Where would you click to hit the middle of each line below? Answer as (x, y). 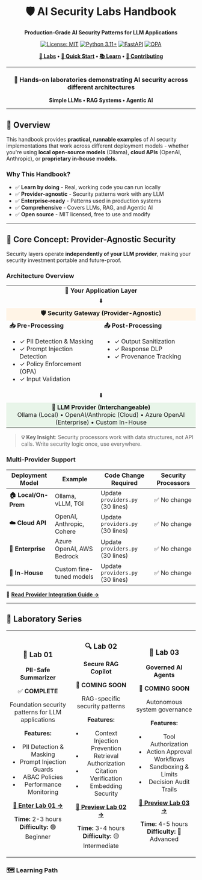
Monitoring (43, 791)
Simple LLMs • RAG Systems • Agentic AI (101, 101)
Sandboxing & (169, 767)
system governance (164, 710)
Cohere (66, 531)
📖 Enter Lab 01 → (38, 805)
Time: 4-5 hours (164, 824)
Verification (106, 779)
